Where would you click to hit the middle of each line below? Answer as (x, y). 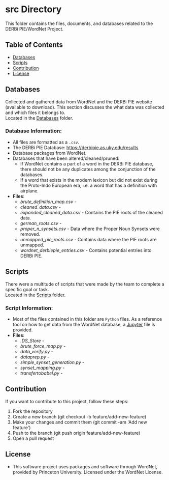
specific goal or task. (27, 289)
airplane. (29, 191)
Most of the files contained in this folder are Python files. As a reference (87, 319)
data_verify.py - (37, 351)
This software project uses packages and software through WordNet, (85, 466)
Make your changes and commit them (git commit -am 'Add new (80, 422)
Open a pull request (33, 438)
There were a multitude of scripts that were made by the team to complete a (85, 284)
